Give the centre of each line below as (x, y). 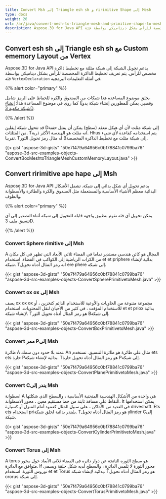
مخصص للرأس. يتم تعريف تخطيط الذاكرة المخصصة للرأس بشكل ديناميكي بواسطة (81, 73)
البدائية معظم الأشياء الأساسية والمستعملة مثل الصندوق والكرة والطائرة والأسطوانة (81, 191)
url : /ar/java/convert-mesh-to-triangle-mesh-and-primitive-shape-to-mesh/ (85, 24)
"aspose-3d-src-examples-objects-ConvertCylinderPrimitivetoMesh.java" (81, 432)
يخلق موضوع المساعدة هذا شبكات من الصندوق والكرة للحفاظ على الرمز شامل (78, 98)
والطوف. (13, 196)
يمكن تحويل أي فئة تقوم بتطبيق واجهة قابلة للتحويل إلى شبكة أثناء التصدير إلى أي (79, 215)
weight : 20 (16, 19)
